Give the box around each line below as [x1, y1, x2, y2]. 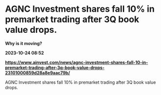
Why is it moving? [5, 40, 43, 46]
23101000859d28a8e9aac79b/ [5, 70, 70, 75]
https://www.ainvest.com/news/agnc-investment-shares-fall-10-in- [5, 59, 148, 65]
